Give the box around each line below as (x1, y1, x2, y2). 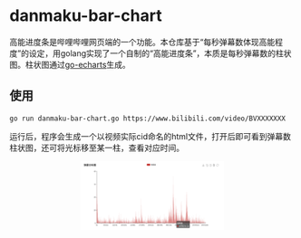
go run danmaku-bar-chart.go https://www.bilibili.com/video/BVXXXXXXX (9, 114, 286, 123)
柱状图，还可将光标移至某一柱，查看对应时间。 (9, 142, 184, 153)
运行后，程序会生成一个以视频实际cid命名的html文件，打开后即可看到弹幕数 (9, 130, 292, 141)
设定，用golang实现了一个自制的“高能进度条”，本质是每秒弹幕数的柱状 (28, 47, 292, 59)
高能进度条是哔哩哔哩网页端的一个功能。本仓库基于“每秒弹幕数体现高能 (9, 36, 276, 47)
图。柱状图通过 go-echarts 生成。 (9, 59, 131, 70)
